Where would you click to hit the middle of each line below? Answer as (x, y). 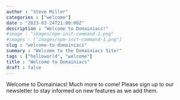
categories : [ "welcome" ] (38, 17)
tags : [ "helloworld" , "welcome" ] (49, 56)
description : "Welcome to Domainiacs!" (58, 28)
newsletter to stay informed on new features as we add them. (82, 91)
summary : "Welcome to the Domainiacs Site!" (64, 51)
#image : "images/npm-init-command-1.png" (60, 34)
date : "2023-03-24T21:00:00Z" (45, 23)
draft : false (24, 67)
